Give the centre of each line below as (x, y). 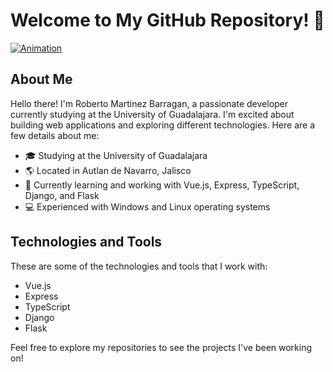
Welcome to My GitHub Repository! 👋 (167, 20)
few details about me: (55, 135)
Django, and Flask (62, 195)
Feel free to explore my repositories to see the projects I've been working (161, 347)
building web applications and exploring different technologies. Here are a (163, 125)
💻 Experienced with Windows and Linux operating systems (147, 206)
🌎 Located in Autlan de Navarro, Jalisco (108, 170)
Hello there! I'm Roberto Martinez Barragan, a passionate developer (149, 103)
